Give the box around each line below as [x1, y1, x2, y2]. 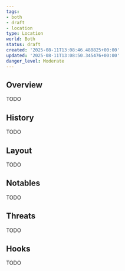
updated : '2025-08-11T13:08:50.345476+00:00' [6, 53, 120, 58]
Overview [6, 80, 43, 90]
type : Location [6, 31, 44, 37]
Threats [6, 211, 36, 221]
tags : [6, 8, 19, 15]
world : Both [6, 36, 35, 42]
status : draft [6, 42, 41, 48]
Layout [6, 145, 32, 155]
